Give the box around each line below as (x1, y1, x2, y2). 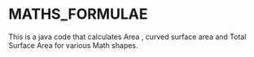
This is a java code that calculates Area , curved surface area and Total (8, 32, 247, 42)
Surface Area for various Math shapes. (8, 40, 138, 50)
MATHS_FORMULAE (8, 5, 148, 24)
